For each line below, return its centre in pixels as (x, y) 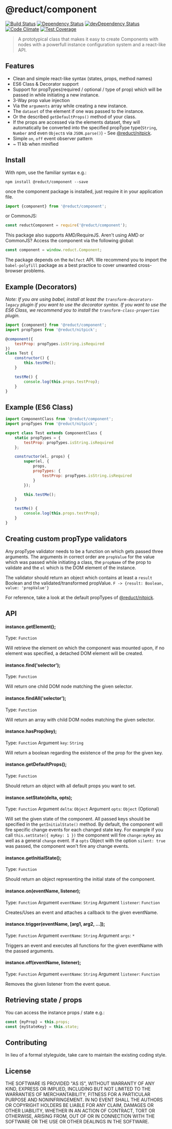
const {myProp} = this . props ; (38, 1022)
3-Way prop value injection (41, 100)
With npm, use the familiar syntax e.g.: (46, 172)
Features (20, 66)
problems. (34, 271)
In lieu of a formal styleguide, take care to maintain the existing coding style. (86, 1055)
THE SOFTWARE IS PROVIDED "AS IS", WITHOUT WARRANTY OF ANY (80, 1083)
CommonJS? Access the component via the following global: (70, 241)
